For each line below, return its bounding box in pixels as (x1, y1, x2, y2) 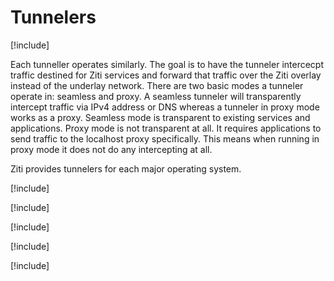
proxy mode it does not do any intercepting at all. (10, 143, 213, 155)
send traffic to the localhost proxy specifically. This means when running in (10, 132, 320, 145)
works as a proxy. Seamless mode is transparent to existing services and (10, 111, 311, 123)
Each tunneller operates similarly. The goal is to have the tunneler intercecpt (10, 58, 324, 70)
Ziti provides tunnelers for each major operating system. (10, 162, 242, 175)
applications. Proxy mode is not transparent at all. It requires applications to (10, 122, 322, 134)
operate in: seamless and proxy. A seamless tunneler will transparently (10, 90, 302, 102)
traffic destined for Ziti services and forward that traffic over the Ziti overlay (10, 69, 322, 81)
